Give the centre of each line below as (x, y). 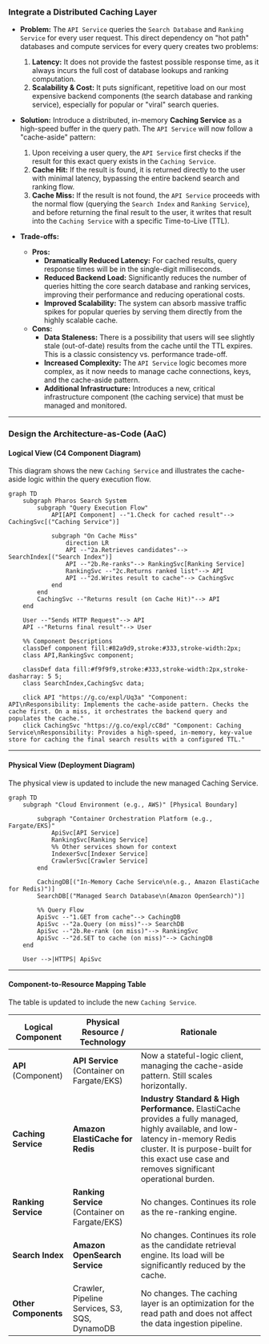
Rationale (199, 1032)
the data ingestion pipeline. (191, 1323)
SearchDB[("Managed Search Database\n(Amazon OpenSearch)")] (141, 896)
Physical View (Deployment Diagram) (72, 765)
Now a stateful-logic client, (192, 1055)
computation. (54, 79)
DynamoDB (94, 1328)
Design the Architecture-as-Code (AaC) (87, 434)
